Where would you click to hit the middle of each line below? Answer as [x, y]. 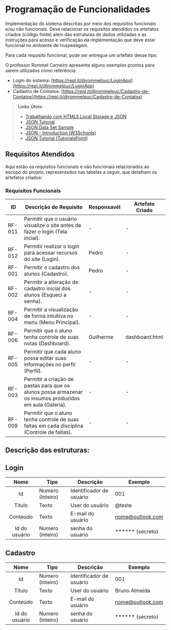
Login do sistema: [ [33, 80]
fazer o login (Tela [46, 232]
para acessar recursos [51, 253]
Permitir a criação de [49, 379]
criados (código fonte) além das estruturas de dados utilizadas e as [76, 34]
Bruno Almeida [133, 591]
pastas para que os [47, 386]
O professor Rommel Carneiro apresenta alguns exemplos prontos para [80, 65]
